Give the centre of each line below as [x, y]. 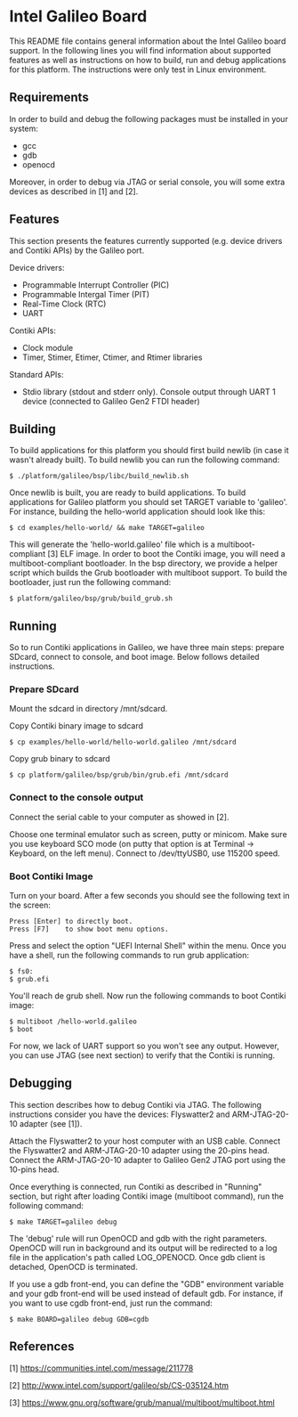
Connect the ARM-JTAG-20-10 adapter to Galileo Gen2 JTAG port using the [148, 1160]
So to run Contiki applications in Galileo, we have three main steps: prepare [147, 647]
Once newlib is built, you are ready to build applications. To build [128, 493]
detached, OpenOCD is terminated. [73, 1266]
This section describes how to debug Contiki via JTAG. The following [136, 1104]
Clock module [48, 347]
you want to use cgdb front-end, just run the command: [111, 1303]
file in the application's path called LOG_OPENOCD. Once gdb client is [137, 1257]
